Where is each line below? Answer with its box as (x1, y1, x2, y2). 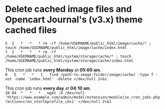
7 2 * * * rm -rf (5, 50, 56, 54)
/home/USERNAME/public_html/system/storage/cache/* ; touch (5, 54, 132, 59)
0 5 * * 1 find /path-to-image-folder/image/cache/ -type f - (5, 72, 158, 77)
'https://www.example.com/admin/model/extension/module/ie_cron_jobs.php (5, 95, 161, 100)
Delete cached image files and (5, 3, 132, 15)
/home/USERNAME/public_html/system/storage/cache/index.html (5, 58, 134, 63)
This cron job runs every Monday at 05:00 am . (5, 67, 102, 73)
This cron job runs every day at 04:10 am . (5, 85, 91, 91)
